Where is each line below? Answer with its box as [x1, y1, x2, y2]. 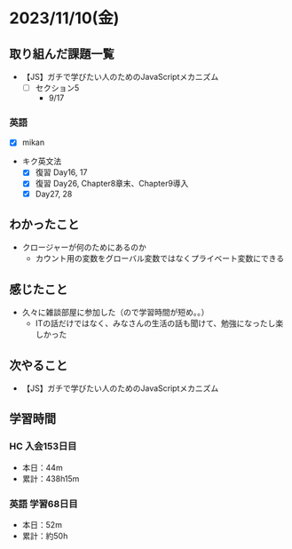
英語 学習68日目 [9, 497, 78, 510]
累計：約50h [21, 530, 68, 542]
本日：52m [21, 520, 62, 530]
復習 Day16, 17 [35, 167, 88, 178]
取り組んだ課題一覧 [9, 46, 114, 61]
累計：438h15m [21, 473, 80, 484]
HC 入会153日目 [9, 441, 77, 453]
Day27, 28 [35, 188, 73, 199]
